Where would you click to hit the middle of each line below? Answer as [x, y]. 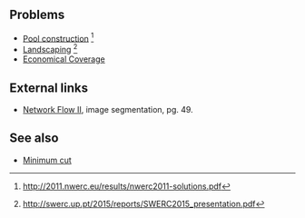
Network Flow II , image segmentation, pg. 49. [108, 109]
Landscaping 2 [50, 49]
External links [49, 88]
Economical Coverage [64, 59]
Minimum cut [47, 160]
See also [34, 139]
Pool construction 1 [58, 37]
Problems [37, 15]
